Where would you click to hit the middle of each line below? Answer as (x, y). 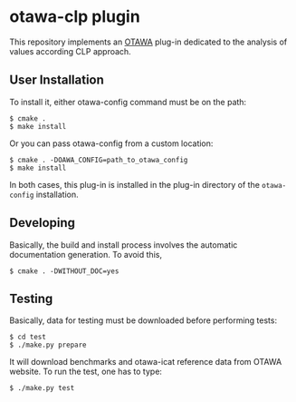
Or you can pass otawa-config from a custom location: (111, 143)
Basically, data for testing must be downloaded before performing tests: (143, 320)
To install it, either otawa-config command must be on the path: (128, 102)
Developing (42, 223)
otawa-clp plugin (75, 17)
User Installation (57, 80)
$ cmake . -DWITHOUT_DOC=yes (64, 271)
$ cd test (28, 338)
